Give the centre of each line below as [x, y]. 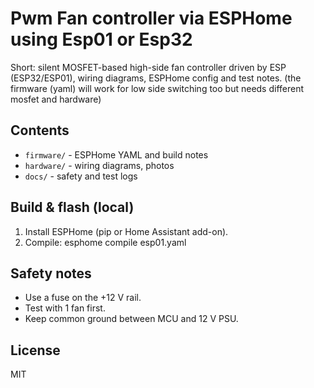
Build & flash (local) [72, 207]
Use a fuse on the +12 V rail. [83, 298]
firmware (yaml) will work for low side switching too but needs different [157, 88]
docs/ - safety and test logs [81, 176]
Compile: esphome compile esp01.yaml [105, 242]
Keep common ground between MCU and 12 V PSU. [131, 319]
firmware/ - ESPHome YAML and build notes [116, 154]
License [35, 350]
